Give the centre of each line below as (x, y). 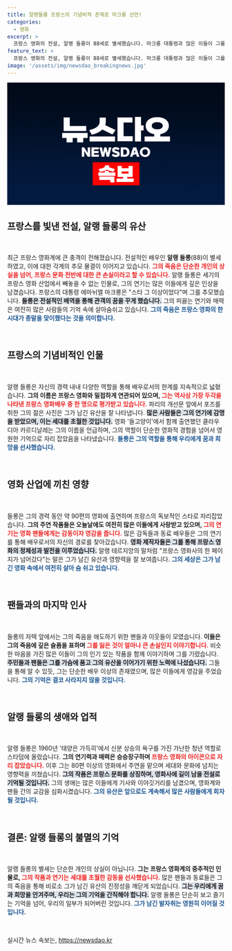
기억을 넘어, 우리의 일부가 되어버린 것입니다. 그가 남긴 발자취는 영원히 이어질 (116, 903)
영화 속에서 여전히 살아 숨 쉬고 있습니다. (67, 568)
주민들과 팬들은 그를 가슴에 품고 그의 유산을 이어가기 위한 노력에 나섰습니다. (107, 662)
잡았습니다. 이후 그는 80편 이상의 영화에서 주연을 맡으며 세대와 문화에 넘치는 (116, 766)
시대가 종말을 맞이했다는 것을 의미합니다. (61, 318)
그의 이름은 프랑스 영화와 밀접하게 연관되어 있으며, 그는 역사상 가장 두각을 (125, 395)
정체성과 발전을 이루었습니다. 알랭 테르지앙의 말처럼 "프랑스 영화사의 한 (115, 551)
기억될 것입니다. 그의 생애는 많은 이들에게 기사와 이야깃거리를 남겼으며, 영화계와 (114, 783)
